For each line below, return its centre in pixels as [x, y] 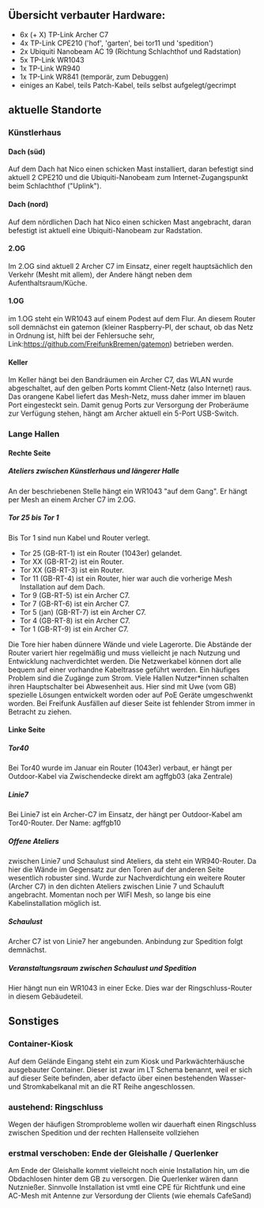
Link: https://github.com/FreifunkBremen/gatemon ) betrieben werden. [121, 343]
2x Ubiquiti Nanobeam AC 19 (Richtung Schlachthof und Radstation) [130, 51]
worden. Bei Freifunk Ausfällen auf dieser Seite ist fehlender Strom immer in [132, 703]
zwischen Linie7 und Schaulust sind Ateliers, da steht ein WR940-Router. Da [132, 861]
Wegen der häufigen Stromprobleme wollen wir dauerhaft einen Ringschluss [132, 1125]
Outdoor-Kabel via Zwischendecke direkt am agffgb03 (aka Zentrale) [121, 777]
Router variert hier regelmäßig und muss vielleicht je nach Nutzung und [124, 653]
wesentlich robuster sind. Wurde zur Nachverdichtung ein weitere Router [127, 878]
